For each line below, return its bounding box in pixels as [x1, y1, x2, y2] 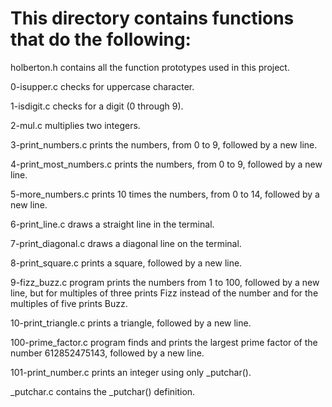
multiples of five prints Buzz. [10, 297, 128, 309]
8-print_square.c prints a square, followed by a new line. [10, 257, 243, 269]
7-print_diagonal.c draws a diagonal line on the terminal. [10, 237, 242, 249]
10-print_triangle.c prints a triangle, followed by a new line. [10, 317, 252, 329]
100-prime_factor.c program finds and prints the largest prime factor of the [10, 336, 318, 348]
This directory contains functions [10, 7, 295, 30]
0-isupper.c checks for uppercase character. [10, 80, 195, 92]
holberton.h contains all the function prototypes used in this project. [10, 61, 290, 73]
